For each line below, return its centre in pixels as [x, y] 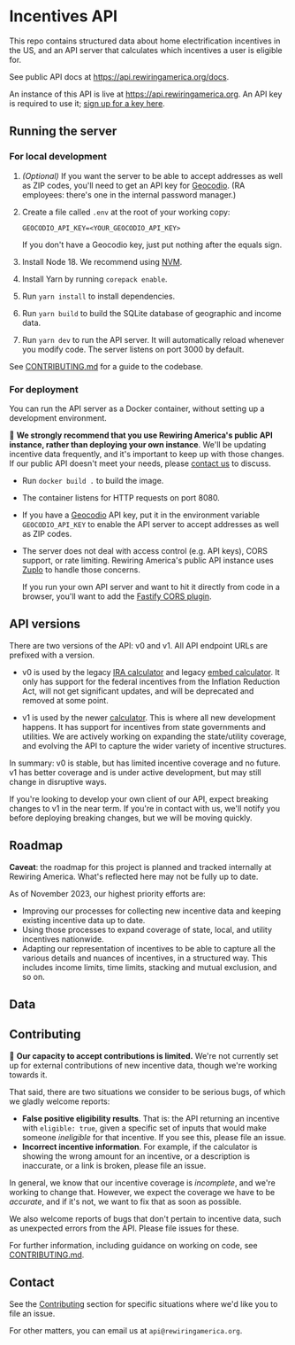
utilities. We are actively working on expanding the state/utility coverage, [154, 736]
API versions [45, 624]
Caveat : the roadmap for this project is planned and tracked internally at [140, 867]
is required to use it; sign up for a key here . [87, 103]
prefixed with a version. [52, 655]
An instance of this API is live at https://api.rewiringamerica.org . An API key [146, 94]
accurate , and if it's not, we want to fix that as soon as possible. [125, 1201]
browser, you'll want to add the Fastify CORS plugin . [117, 596]
